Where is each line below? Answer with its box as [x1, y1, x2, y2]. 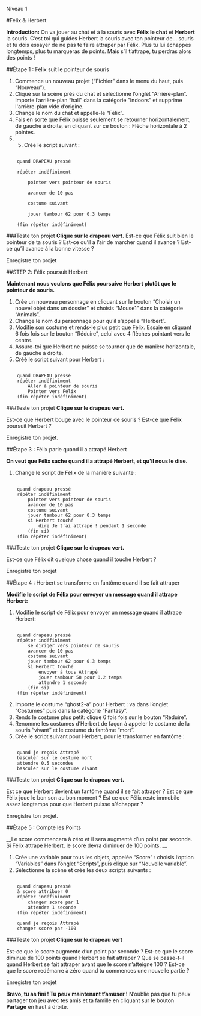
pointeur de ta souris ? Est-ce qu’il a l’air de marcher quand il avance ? [6, 239, 180, 246]
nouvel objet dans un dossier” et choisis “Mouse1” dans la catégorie [14, 304, 184, 312]
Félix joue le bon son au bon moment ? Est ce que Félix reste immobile [6, 794, 180, 801]
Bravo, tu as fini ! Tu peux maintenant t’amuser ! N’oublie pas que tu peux [6, 991, 191, 997]
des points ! [6, 54, 35, 61]
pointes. [14, 129, 35, 136]
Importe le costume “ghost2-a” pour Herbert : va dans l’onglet [14, 701, 169, 707]
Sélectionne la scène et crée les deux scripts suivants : [14, 867, 151, 873]
